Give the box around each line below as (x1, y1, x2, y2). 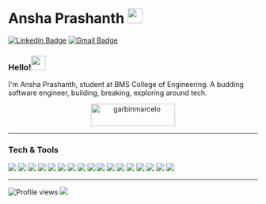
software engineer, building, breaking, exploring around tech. (8, 88, 207, 98)
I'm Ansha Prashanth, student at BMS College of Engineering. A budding (8, 80, 244, 89)
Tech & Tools (8, 145, 59, 156)
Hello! (8, 62, 32, 73)
